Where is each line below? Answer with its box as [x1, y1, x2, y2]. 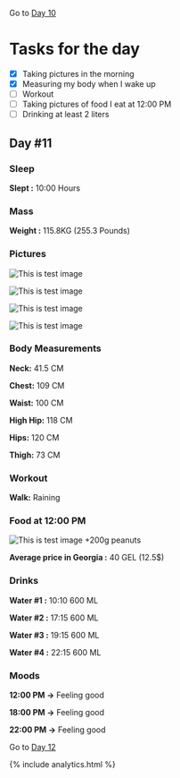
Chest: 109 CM [9, 380, 65, 390]
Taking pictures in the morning [21, 68, 135, 79]
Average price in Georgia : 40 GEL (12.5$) [9, 552, 165, 563]
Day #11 [9, 135, 53, 150]
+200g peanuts [84, 534, 142, 545]
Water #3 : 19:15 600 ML [9, 629, 100, 640]
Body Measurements [9, 342, 102, 355]
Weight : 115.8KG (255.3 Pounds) [9, 226, 131, 236]
